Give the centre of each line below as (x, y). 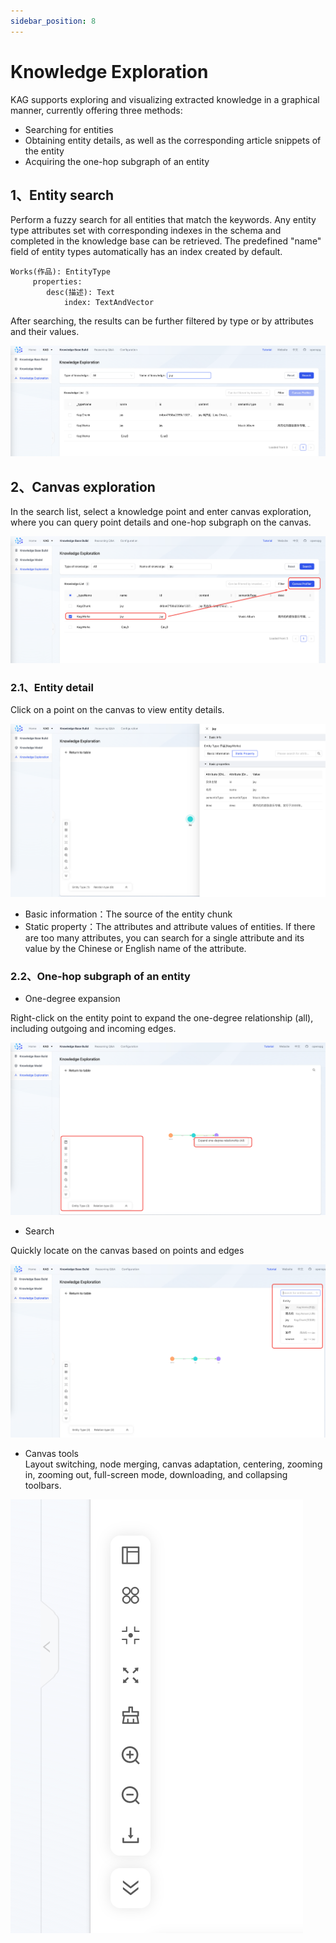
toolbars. (43, 1485)
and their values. (45, 332)
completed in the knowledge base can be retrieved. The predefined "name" (166, 241)
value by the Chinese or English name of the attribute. (135, 949)
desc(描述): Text (80, 293)
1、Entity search (62, 195)
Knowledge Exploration (109, 71)
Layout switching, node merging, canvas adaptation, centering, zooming (173, 1464)
